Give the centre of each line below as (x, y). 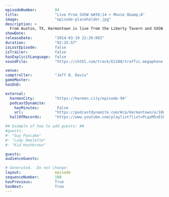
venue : (12, 71)
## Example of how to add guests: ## (45, 126)
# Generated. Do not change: (37, 168)
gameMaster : (18, 80)
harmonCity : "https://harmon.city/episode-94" (68, 98)
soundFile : (17, 61)
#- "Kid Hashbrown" (26, 145)
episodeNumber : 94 (32, 10)
